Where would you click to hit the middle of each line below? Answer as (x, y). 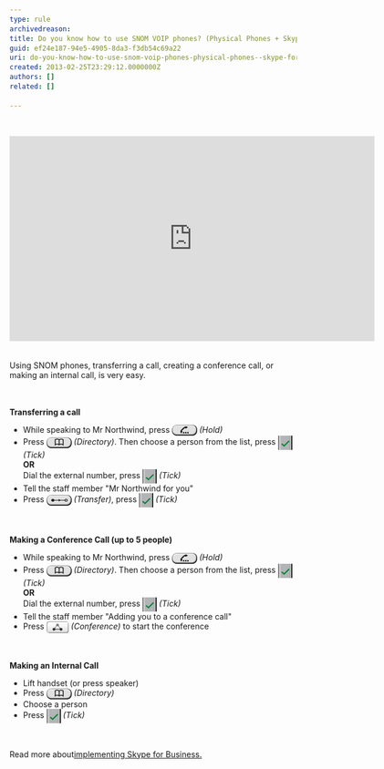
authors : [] (32, 77)
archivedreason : (40, 29)
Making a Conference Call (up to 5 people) (91, 540)
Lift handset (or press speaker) (81, 682)
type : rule (30, 19)
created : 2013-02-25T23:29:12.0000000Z (85, 67)
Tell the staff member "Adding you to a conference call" (127, 616)
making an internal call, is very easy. (78, 374)
